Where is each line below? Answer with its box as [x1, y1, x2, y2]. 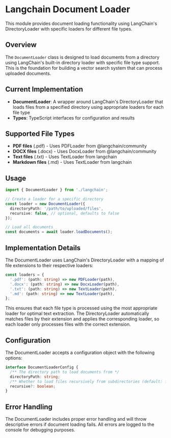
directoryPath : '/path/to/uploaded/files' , [10, 206, 103, 211]
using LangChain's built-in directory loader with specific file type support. [5, 60, 160, 66]
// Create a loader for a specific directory [5, 197, 103, 202]
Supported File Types [5, 129, 75, 138]
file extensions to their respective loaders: [5, 262, 94, 268]
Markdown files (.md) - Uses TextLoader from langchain [12, 159, 132, 165]
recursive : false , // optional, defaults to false [10, 211, 120, 216]
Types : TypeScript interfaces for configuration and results [12, 114, 135, 121]
